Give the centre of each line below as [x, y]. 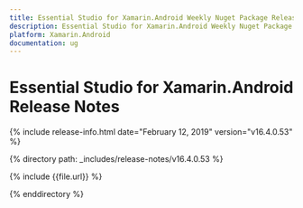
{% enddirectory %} [46, 194]
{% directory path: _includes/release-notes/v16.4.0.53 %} [116, 159]
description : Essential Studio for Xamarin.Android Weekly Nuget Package [151, 26]
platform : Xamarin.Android [60, 34]
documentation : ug [44, 43]
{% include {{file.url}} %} [56, 176]
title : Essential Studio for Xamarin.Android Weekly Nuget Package [139, 18]
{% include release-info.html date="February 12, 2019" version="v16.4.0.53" [151, 132]
